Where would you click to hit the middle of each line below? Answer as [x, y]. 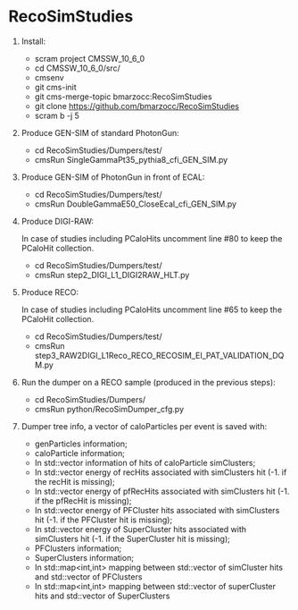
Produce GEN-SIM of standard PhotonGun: [100, 132]
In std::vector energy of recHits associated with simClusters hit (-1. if [161, 472]
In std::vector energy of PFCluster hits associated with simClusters [157, 510]
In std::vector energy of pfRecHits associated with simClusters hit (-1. [162, 491]
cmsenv [49, 77]
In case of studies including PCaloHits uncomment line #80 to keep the [152, 238]
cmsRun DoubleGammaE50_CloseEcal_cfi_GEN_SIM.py [136, 204]
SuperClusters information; [84, 557]
